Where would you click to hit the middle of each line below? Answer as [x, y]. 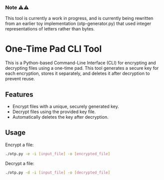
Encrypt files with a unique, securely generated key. [66, 107]
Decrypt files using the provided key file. [54, 112]
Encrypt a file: [19, 145]
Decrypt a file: [20, 163]
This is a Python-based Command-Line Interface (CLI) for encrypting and [81, 63]
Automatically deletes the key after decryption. [60, 117]
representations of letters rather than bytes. [50, 29]
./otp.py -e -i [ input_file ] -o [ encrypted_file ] [58, 154]
